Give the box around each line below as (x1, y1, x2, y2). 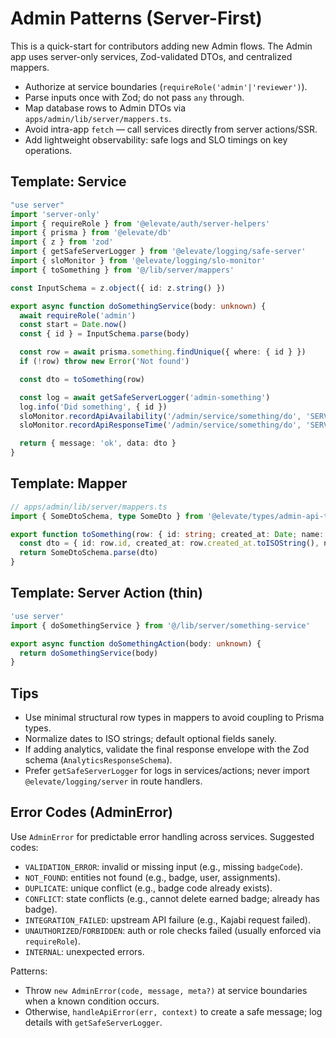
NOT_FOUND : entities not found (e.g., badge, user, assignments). (24, 871, 281, 883)
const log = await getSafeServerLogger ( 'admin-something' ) (19, 392, 271, 402)
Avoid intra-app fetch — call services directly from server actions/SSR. (24, 123, 318, 135)
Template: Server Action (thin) (10, 585, 203, 602)
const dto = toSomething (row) (19, 374, 145, 384)
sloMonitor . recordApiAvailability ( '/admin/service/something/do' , (19, 411, 302, 421)
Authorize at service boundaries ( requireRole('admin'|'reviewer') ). (24, 80, 308, 92)
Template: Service (10, 173, 127, 191)
